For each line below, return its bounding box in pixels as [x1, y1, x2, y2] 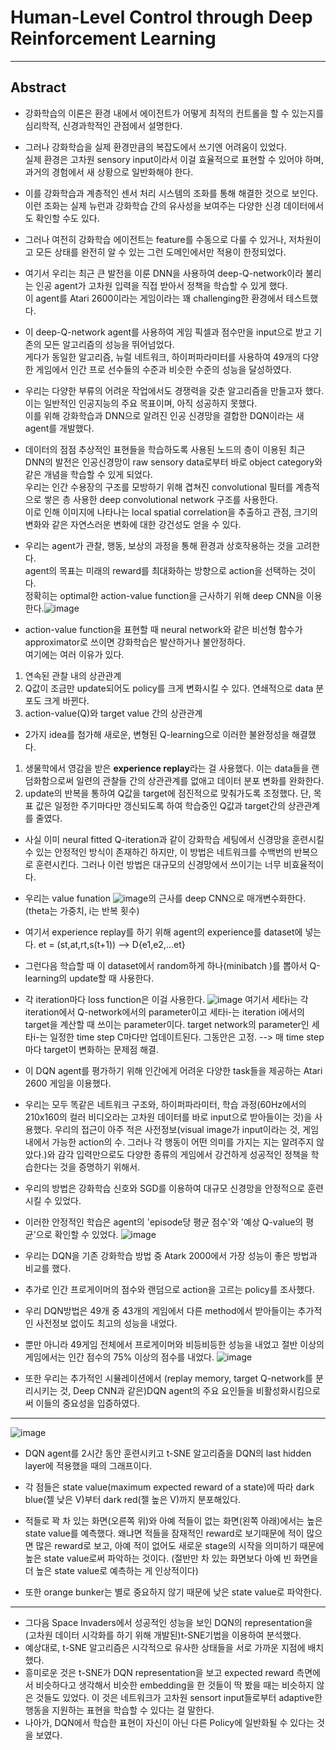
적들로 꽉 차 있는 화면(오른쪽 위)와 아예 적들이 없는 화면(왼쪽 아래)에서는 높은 [24, 1514, 323, 1526]
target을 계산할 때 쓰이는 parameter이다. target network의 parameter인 [24, 1018, 310, 1030]
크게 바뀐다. [43, 694, 90, 706]
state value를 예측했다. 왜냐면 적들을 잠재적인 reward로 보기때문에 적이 [24, 1527, 305, 1539]
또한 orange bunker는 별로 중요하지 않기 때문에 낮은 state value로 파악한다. [24, 1586, 323, 1598]
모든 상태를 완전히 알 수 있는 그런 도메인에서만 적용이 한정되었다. [35, 246, 287, 258]
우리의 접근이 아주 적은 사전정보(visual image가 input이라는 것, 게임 [54, 1123, 320, 1135]
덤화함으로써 [24, 774, 75, 786]
